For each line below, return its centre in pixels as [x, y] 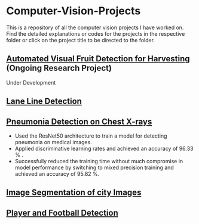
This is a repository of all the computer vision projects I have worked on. [95, 27]
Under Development [31, 82]
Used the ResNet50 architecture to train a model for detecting [91, 136]
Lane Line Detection [44, 102]
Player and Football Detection [62, 213]
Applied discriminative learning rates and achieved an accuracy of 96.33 [104, 148]
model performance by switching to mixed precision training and [94, 167]
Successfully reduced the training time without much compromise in [99, 161]
